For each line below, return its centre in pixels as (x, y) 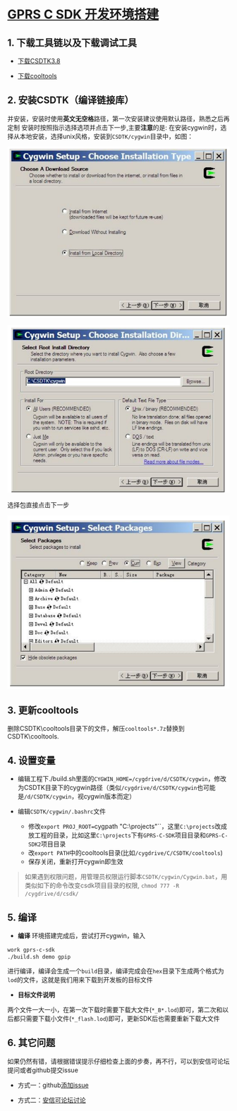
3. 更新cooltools (43, 710)
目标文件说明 (36, 995)
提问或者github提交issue (43, 1070)
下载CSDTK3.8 (39, 61)
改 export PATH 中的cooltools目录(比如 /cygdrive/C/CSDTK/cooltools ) (126, 853)
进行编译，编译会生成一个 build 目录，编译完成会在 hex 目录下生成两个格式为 (116, 971)
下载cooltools (37, 76)
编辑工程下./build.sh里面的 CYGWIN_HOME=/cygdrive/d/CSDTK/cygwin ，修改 (122, 779)
